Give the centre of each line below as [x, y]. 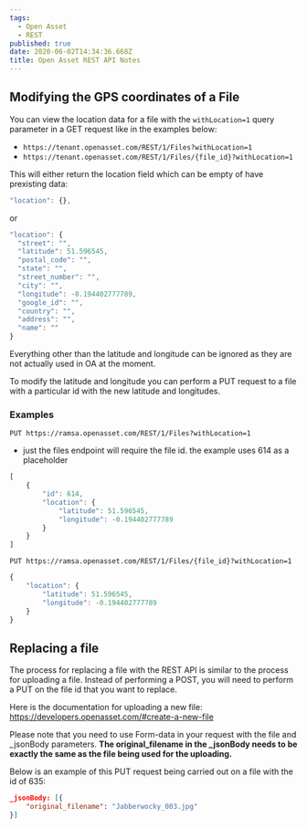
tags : [20, 18]
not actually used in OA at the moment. [83, 364]
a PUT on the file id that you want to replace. [94, 689]
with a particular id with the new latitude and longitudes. [115, 391]
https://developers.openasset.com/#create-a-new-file [112, 717]
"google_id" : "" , [51, 302]
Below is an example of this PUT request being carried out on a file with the [152, 771]
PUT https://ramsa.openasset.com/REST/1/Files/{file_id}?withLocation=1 [151, 561]
